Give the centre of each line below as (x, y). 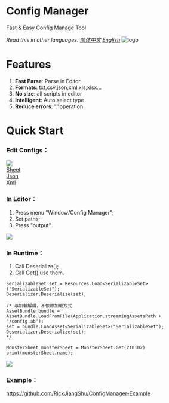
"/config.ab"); (25, 321)
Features (29, 65)
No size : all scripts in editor (48, 93)
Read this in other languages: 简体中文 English (63, 39)
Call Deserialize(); (36, 266)
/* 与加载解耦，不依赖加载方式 (39, 306)
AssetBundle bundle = (33, 311)
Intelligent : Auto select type (49, 100)
